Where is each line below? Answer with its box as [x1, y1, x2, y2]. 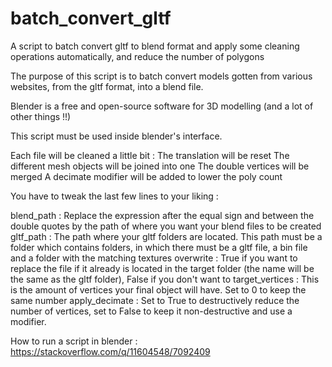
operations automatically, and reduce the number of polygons [10, 50, 265, 62]
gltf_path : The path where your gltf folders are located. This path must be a [10, 230, 323, 242]
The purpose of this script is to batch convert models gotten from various [10, 70, 313, 82]
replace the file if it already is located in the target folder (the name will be [10, 262, 315, 274]
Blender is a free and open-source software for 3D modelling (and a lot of [10, 100, 314, 112]
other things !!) [10, 110, 72, 122]
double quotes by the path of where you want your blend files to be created [10, 220, 322, 232]
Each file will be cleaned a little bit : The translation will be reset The [10, 149, 290, 161]
